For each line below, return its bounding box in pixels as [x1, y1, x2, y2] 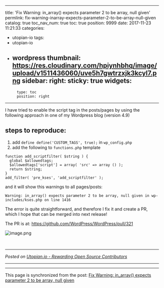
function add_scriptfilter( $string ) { [5, 154, 89, 159]
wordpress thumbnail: [12, 54, 81, 62]
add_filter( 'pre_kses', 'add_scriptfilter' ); [5, 175, 104, 180]
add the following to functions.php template [12, 144, 101, 150]
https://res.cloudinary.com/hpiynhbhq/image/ [12, 61, 157, 70]
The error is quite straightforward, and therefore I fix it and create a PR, [5, 206, 148, 212]
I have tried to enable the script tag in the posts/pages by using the [5, 107, 140, 113]
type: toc [17, 90, 37, 95]
